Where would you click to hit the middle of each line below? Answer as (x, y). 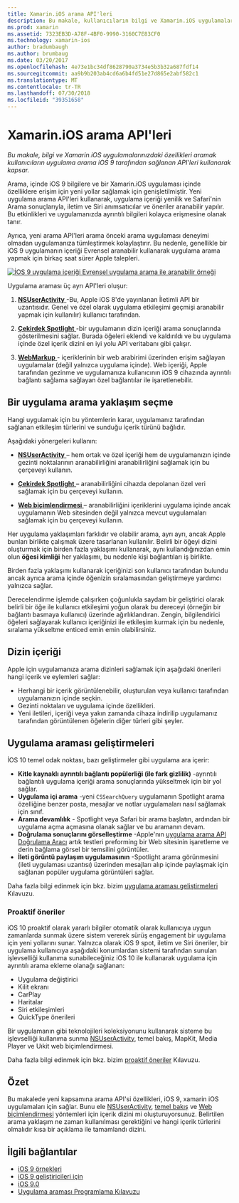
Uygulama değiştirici (48, 979)
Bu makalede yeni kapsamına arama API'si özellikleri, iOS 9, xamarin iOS (113, 1099)
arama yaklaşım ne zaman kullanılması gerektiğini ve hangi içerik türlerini (114, 1122)
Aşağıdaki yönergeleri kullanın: (52, 441)
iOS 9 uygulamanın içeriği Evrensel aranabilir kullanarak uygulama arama (114, 251)
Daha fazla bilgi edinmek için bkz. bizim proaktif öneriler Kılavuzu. (104, 1060)
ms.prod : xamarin (33, 27)
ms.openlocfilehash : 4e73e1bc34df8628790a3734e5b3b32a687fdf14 (103, 67)
